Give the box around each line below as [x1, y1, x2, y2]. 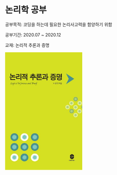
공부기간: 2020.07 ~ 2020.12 [5, 32, 61, 38]
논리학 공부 [5, 4, 47, 16]
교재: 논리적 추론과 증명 [5, 42, 50, 48]
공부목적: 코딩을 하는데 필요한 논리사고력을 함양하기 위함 [5, 21, 113, 27]
